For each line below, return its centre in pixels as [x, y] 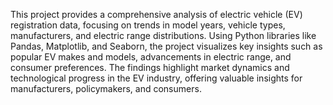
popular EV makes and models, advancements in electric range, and [151, 57]
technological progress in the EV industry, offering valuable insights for [156, 78]
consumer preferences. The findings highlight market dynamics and [150, 67]
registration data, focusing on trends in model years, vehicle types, [148, 25]
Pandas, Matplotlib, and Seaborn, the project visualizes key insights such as [166, 46]
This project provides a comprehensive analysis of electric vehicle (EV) [156, 14]
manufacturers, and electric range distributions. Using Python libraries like [163, 35]
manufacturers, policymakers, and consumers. [106, 88]
